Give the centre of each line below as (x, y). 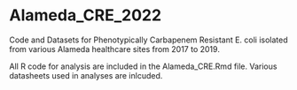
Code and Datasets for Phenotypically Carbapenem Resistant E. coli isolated (148, 40)
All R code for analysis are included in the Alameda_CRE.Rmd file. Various (143, 66)
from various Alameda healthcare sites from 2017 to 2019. (114, 49)
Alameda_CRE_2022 (86, 15)
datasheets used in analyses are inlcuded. (86, 75)
